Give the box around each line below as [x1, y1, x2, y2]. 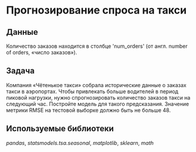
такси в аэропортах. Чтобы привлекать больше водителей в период [6, 88, 179, 95]
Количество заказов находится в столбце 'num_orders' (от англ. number [6, 42, 188, 49]
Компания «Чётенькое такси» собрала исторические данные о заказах [6, 81, 187, 88]
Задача [6, 66, 35, 76]
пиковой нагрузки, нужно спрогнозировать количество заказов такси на [6, 94, 191, 101]
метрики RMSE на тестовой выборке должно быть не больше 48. [6, 107, 171, 114]
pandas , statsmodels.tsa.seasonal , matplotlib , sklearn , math [6, 139, 154, 146]
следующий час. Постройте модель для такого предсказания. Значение [6, 100, 190, 107]
